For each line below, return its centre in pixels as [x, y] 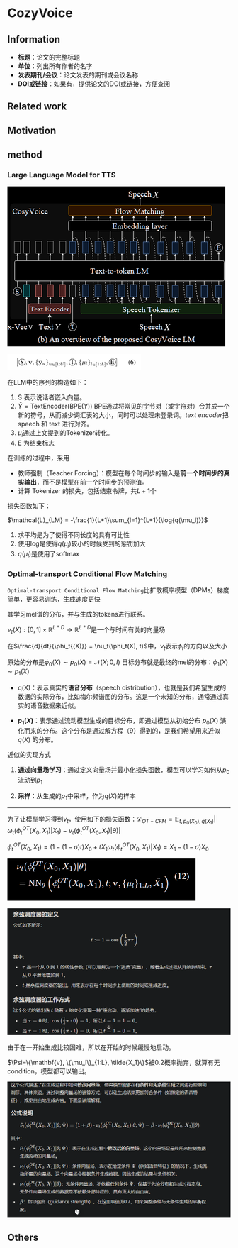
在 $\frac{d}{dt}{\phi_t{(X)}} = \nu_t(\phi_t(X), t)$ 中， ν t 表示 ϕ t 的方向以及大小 [118, 647]
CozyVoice [40, 13]
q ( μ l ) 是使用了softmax [49, 555]
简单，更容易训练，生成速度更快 [54, 599]
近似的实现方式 [29, 754]
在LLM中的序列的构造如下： [48, 382]
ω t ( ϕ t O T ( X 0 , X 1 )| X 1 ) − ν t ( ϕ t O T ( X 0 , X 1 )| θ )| [64, 831]
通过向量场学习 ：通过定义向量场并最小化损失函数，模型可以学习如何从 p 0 [124, 770]
